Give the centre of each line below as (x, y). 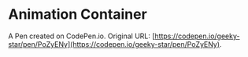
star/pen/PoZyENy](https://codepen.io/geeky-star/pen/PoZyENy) (114, 44)
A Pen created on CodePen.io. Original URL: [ (81, 36)
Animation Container (78, 14)
